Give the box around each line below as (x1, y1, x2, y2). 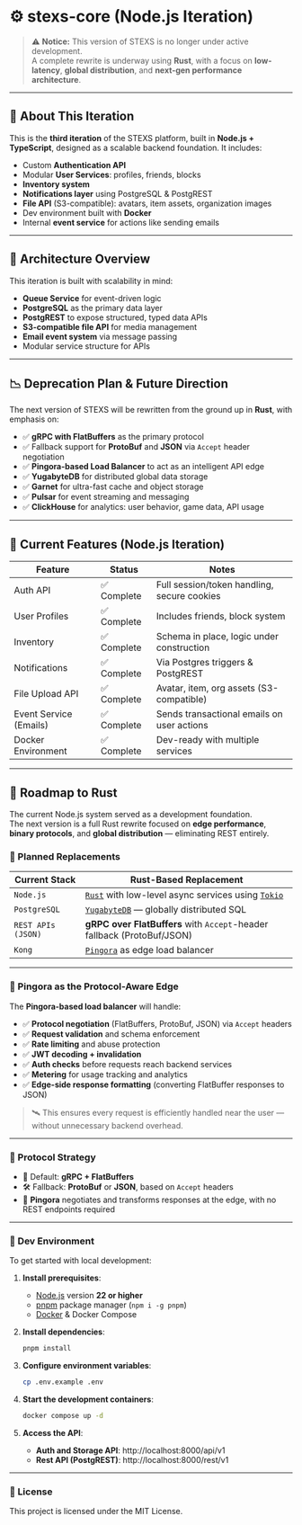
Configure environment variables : (22, 1360, 152, 1371)
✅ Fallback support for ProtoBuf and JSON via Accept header (22, 441, 250, 452)
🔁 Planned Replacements (9, 850, 121, 862)
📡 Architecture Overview (9, 252, 151, 267)
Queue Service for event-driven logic (22, 292, 162, 303)
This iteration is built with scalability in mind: (9, 275, 173, 286)
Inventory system (22, 178, 90, 190)
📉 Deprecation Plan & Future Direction (9, 376, 229, 391)
